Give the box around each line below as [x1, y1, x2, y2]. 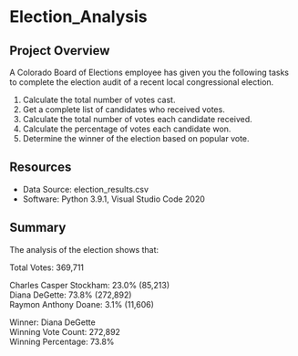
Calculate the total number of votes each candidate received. [22, 114, 252, 124]
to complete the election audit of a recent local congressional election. [9, 77, 274, 88]
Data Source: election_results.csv [22, 183, 149, 194]
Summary [9, 220, 67, 236]
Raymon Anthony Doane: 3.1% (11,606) [9, 298, 155, 309]
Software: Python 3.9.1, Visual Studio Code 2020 [22, 194, 205, 204]
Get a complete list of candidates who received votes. [22, 104, 225, 115]
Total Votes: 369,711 [9, 262, 85, 273]
